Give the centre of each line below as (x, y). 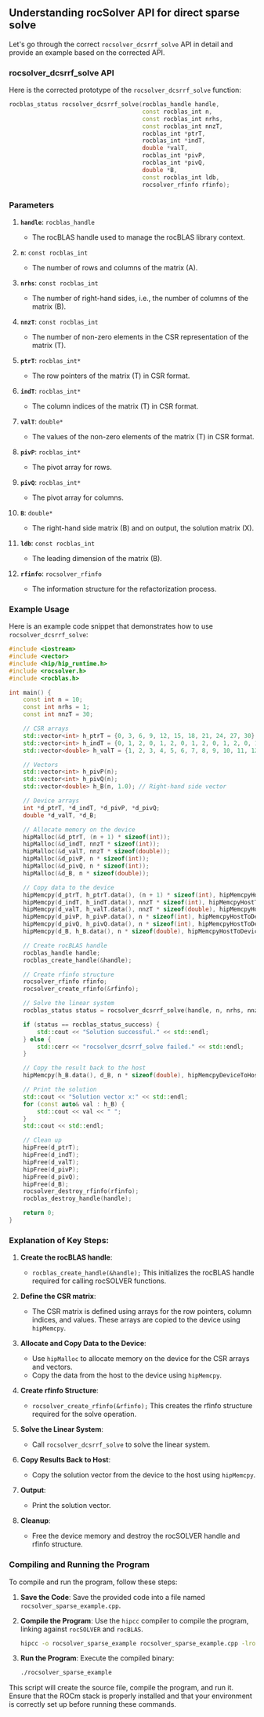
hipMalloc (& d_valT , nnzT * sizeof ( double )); (97, 852)
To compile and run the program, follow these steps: (93, 1582)
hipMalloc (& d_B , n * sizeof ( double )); (86, 873)
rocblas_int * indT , (174, 141)
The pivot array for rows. (72, 467)
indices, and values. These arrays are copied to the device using (136, 1320)
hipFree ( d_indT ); (51, 1155)
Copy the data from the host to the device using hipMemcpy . (127, 1375)
